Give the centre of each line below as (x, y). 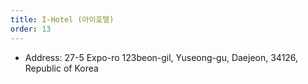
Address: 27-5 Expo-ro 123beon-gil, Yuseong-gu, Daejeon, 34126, (161, 57)
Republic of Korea (61, 68)
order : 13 (31, 29)
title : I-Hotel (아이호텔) (62, 19)
